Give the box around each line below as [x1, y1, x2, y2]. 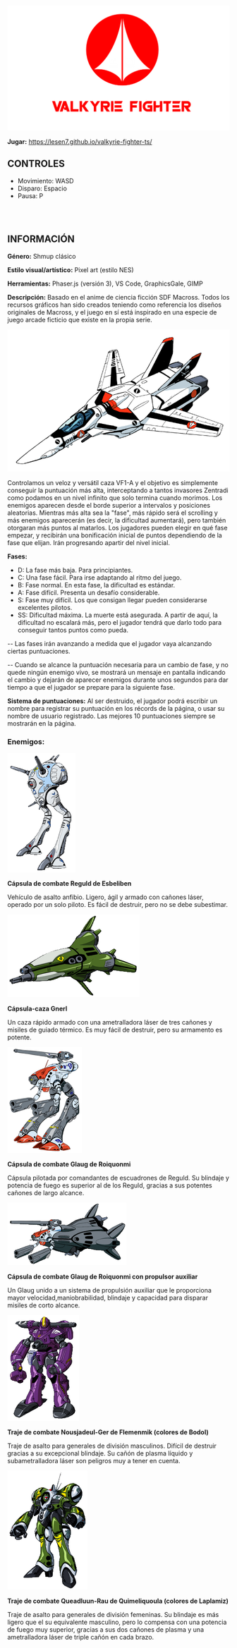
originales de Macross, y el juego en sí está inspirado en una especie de [7, 307, 217, 316]
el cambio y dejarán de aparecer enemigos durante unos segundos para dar [7, 676, 229, 684]
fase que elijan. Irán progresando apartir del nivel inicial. [7, 539, 171, 547]
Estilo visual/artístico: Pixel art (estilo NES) [7, 265, 134, 274]
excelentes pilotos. [17, 604, 73, 612]
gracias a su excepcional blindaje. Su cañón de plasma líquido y [7, 1449, 193, 1458]
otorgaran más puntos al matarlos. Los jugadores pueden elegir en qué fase [7, 524, 228, 532]
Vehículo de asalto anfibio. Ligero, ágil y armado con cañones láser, [7, 893, 205, 901]
